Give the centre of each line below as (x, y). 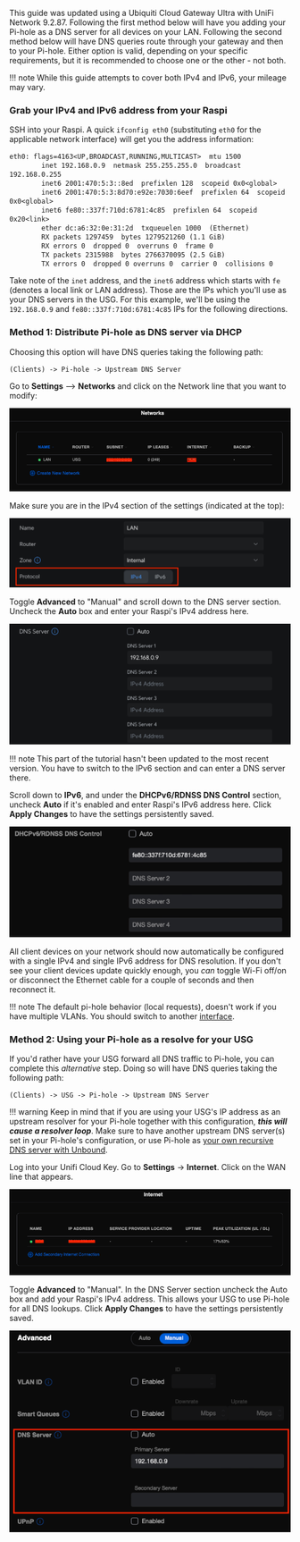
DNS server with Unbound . (59, 1150)
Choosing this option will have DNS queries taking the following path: (136, 351)
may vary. (28, 87)
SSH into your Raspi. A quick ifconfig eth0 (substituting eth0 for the (135, 130)
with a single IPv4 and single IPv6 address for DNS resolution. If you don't (145, 961)
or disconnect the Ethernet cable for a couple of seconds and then (132, 980)
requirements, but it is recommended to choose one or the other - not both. (148, 60)
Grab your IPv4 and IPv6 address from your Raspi (118, 110)
